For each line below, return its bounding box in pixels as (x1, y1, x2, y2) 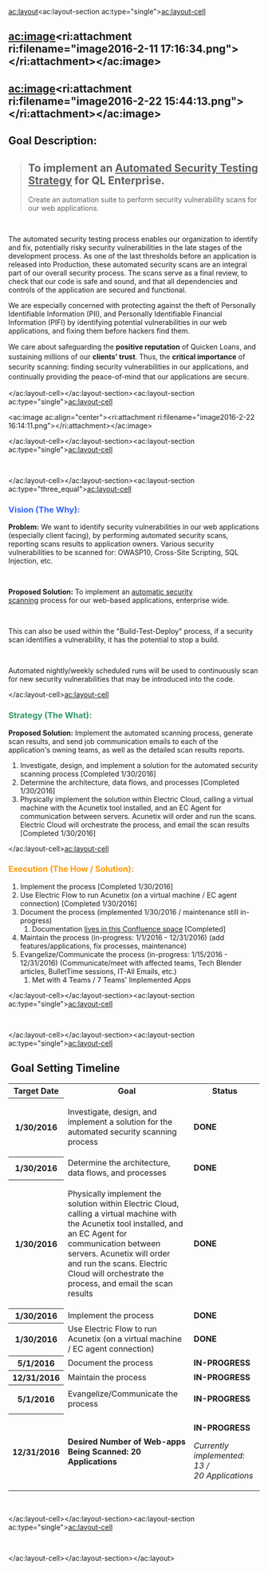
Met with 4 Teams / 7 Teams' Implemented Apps (31, 975, 191, 984)
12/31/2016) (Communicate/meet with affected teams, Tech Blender (19, 958, 242, 968)
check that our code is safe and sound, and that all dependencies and (8, 276, 238, 286)
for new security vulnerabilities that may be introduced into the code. (8, 675, 235, 684)
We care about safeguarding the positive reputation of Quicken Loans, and (8, 342, 257, 351)
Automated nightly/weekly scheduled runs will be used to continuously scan (8, 666, 258, 675)
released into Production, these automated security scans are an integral (8, 259, 247, 269)
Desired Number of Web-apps (67, 1436, 186, 1447)
